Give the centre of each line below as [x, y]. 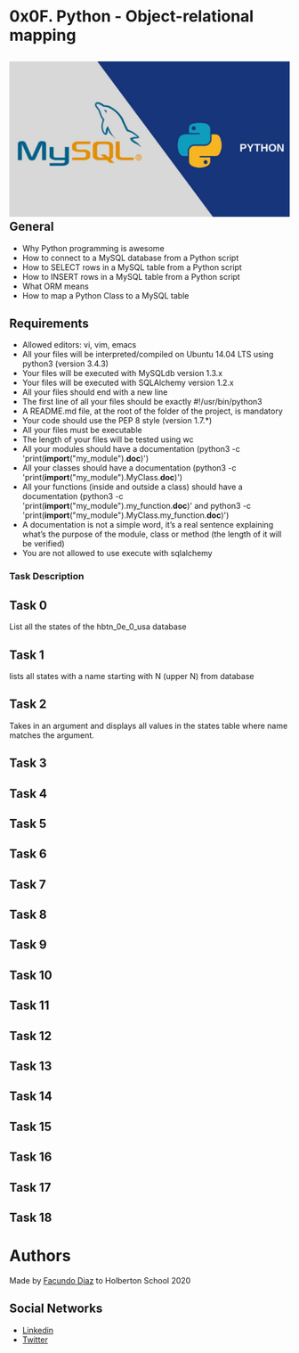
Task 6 [28, 854]
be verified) [43, 544]
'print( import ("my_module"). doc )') [85, 459]
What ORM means [55, 286]
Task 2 [28, 705]
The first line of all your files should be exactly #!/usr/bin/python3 [142, 402]
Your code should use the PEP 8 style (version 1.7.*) [117, 421]
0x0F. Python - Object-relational [132, 16]
